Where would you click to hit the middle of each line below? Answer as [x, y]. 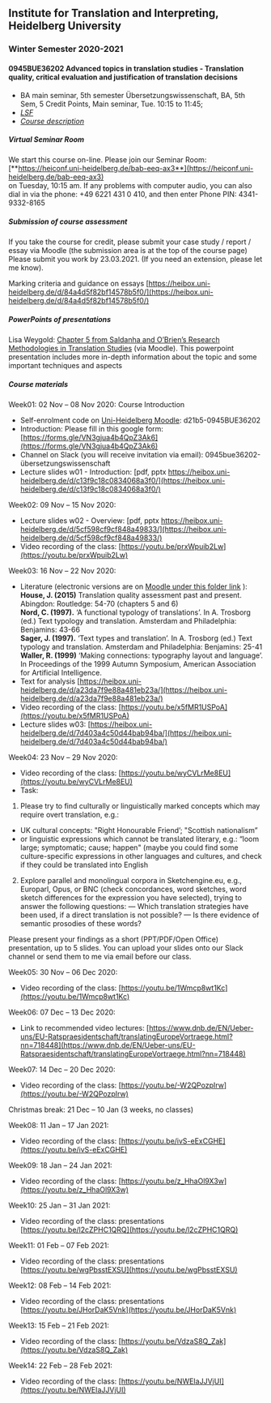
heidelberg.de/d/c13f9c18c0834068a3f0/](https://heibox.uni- [123, 481]
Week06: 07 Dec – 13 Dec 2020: [62, 1012]
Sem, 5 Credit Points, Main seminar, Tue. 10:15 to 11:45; [112, 104]
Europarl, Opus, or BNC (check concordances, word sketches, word [133, 889]
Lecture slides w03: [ [55, 724]
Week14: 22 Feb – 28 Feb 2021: [61, 1366]
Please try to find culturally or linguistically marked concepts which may [140, 806]
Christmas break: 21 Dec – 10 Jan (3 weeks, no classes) [101, 1109]
